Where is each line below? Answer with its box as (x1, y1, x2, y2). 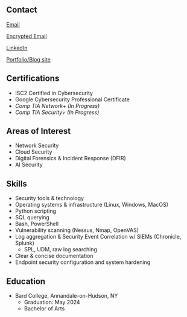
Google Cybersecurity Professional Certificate (14, 96, 130, 103)
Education (6, 276, 46, 286)
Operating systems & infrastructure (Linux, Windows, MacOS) (14, 201, 169, 209)
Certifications (6, 74, 60, 84)
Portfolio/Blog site (6, 55, 51, 63)
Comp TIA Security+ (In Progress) (14, 108, 100, 116)
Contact (6, 5, 37, 15)
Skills (6, 178, 27, 189)
